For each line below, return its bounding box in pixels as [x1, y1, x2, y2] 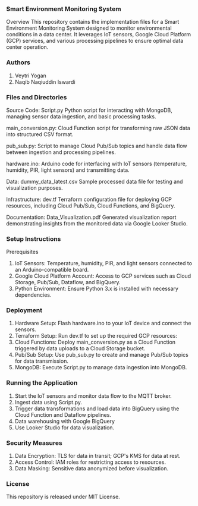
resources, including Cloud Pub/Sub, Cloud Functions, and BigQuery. [6, 202, 175, 209]
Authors [6, 58, 31, 67]
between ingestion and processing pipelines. [6, 148, 116, 156]
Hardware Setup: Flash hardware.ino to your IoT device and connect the [14, 320, 191, 327]
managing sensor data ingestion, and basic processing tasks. [6, 112, 156, 120]
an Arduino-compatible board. [14, 266, 89, 274]
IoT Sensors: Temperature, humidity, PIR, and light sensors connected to [14, 260, 192, 267]
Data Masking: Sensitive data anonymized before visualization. [14, 465, 168, 472]
